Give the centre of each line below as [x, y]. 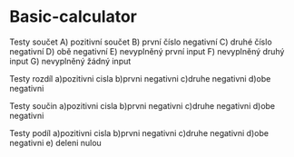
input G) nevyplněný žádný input [70, 61]
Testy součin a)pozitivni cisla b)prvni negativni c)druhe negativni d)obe [142, 105]
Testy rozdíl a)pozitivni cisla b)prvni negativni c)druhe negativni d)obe [140, 78]
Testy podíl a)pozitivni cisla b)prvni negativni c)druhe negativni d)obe [139, 132]
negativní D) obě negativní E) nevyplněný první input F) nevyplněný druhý [147, 51]
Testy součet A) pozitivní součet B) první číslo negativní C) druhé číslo [141, 42]
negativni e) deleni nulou [55, 142]
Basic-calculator [73, 17]
